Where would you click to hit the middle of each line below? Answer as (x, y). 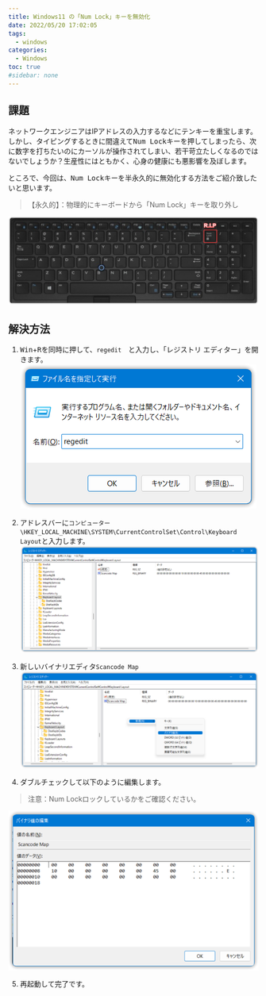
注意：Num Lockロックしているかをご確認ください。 (114, 799)
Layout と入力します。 (54, 541)
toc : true (25, 67)
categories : (28, 50)
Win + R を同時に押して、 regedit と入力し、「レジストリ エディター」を (135, 350)
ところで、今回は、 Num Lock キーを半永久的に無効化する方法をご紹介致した (133, 178)
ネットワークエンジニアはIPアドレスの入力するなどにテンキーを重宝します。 (133, 131)
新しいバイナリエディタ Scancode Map (79, 667)
